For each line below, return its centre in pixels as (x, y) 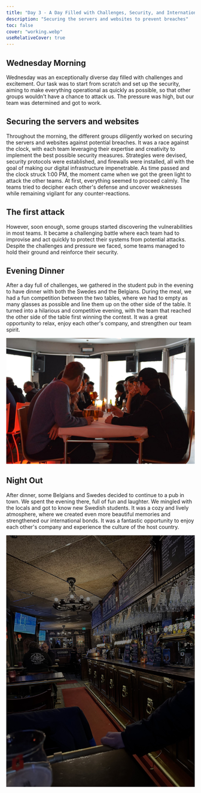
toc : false (20, 25)
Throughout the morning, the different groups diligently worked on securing (100, 136)
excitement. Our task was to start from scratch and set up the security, (93, 83)
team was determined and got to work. (54, 102)
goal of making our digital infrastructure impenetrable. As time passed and (98, 168)
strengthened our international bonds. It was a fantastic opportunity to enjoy (100, 520)
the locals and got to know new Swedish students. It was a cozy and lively (98, 508)
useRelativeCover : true (36, 38)
